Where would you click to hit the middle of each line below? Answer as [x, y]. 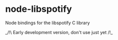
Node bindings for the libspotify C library [48, 23]
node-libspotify [39, 9]
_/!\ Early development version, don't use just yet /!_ [59, 32]
